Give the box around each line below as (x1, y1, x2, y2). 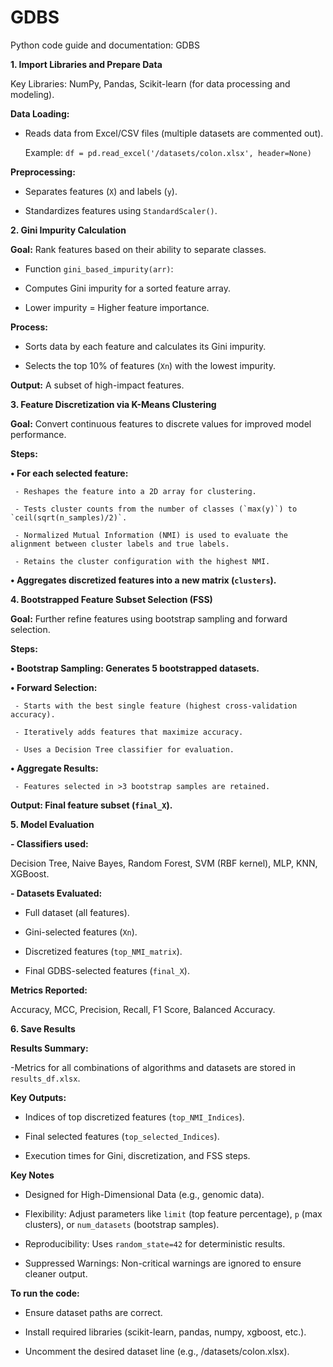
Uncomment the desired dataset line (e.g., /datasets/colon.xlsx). (24, 1345, 290, 1357)
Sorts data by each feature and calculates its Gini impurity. (24, 340, 267, 352)
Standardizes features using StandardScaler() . (24, 204, 218, 216)
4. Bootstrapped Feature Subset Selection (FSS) (10, 593, 213, 605)
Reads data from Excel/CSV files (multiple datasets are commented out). (24, 127, 324, 139)
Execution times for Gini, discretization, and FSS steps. (24, 1149, 251, 1161)
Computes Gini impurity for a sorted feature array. (24, 282, 231, 294)
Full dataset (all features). (24, 906, 130, 918)
